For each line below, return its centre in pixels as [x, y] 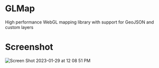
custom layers [19, 27]
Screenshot [29, 47]
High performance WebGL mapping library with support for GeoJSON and [79, 22]
